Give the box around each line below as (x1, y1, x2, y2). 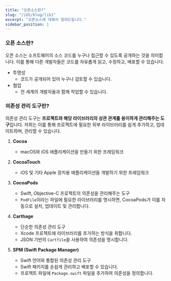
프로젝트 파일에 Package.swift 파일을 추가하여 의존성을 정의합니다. (20, 270, 154, 276)
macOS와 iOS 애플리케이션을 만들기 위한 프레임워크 (20, 149, 124, 155)
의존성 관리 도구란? (5, 103, 50, 110)
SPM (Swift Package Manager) (12, 246, 79, 253)
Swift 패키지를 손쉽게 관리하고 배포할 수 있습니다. (20, 264, 118, 270)
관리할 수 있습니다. (24, 128, 61, 134)
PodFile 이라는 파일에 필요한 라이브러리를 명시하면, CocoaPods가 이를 (20, 196, 160, 202)
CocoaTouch (12, 159, 41, 165)
